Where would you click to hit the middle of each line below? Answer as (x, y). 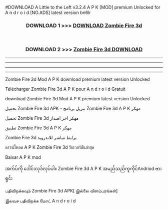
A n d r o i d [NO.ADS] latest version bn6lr (48, 13)
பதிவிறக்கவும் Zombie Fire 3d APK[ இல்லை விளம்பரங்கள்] (61, 190)
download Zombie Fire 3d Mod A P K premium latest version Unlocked (77, 98)
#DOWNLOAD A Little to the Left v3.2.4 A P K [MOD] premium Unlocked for (83, 7)
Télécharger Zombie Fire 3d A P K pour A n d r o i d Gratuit (65, 89)
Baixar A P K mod (23, 157)
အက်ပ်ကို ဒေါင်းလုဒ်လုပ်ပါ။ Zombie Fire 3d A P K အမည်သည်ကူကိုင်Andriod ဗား (83, 168)
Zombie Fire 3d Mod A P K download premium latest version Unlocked (77, 79)
